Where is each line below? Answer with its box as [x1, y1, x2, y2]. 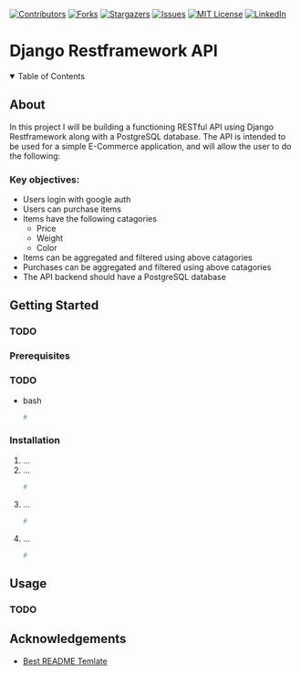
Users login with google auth [22, 194, 131, 205]
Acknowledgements [9, 631, 127, 647]
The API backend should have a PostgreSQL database [22, 272, 226, 283]
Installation [9, 434, 61, 447]
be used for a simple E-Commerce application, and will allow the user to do [9, 140, 292, 151]
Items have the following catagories [22, 213, 158, 224]
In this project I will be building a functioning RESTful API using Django [9, 121, 275, 132]
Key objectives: [9, 173, 80, 186]
